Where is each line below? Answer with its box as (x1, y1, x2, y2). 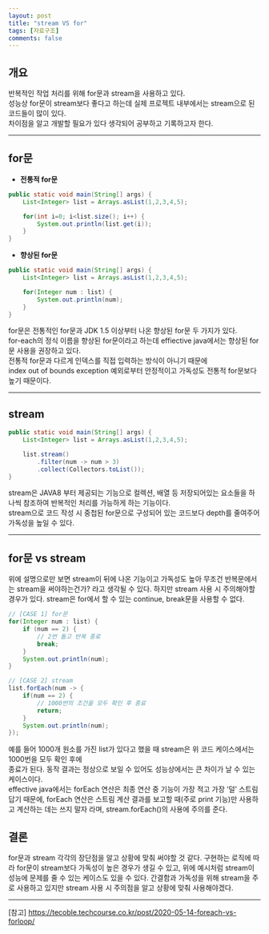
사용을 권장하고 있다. (16, 346, 82, 356)
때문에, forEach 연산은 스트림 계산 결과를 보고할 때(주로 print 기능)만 (22, 795, 238, 804)
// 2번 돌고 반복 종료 (37, 632, 101, 641)
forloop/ (8, 916, 35, 926)
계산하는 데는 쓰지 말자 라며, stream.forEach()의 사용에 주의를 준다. (16, 804, 228, 814)
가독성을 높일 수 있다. (8, 518, 74, 528)
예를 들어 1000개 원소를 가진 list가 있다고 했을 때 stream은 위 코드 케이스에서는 (8, 744, 255, 754)
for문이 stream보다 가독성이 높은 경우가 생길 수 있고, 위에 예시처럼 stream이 (16, 863, 255, 873)
